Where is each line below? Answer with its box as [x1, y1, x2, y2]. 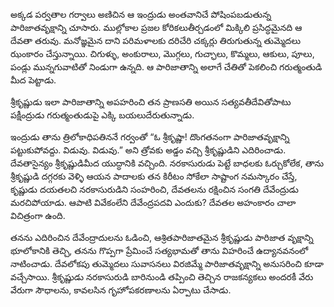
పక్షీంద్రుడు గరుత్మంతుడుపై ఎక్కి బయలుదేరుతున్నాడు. [10, 109, 195, 121]
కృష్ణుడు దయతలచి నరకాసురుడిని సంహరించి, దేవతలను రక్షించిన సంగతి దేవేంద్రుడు [10, 184, 299, 195]
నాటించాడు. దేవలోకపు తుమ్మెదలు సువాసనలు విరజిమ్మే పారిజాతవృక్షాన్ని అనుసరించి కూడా [10, 258, 324, 269]
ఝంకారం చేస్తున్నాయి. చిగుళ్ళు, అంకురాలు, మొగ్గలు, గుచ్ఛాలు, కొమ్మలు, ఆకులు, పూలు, [10, 48, 315, 59]
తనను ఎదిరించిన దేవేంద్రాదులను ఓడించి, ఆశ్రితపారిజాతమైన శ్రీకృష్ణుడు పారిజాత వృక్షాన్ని [10, 232, 314, 243]
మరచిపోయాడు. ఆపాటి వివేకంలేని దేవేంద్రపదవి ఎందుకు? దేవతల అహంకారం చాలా [10, 197, 297, 208]
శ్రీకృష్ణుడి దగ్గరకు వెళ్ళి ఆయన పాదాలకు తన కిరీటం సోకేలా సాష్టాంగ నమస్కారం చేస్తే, [10, 170, 298, 182]
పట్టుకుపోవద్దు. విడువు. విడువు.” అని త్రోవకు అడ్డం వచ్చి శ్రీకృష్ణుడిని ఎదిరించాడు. [10, 144, 287, 156]
